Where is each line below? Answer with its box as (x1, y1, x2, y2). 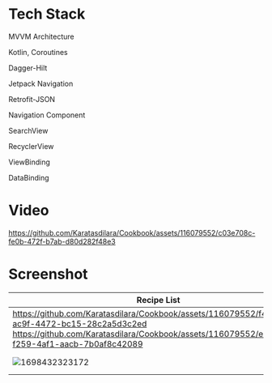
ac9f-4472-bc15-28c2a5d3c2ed (12, 317, 147, 329)
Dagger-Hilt (8, 62, 48, 73)
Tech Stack (8, 5, 86, 23)
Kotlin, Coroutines (8, 47, 68, 57)
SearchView (8, 126, 49, 135)
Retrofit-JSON (8, 94, 55, 104)
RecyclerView (8, 141, 54, 151)
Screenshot (8, 265, 88, 283)
